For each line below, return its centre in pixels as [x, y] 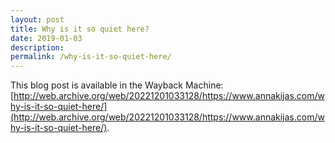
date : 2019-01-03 [46, 38]
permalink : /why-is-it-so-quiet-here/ [91, 57]
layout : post [37, 19]
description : [37, 47]
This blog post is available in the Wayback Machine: [117, 85]
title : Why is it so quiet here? [80, 29]
